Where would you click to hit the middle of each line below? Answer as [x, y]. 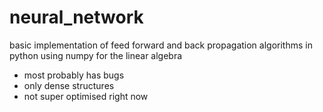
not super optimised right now [86, 96]
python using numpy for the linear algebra [96, 55]
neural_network [76, 17]
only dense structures [69, 85]
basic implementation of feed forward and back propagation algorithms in [161, 45]
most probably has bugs [74, 75]
